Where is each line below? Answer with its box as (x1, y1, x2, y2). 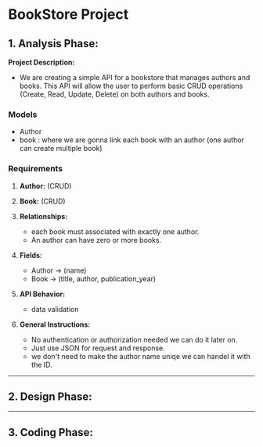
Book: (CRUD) (19, 196, 66, 206)
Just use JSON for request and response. (31, 343, 166, 353)
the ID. (31, 360, 52, 369)
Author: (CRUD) (19, 181, 72, 190)
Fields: (19, 250, 43, 260)
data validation (31, 304, 79, 313)
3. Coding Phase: (8, 426, 94, 439)
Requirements (8, 163, 63, 174)
